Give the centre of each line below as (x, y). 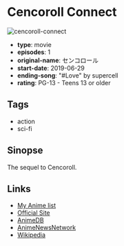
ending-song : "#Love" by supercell (68, 75)
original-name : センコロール (58, 60)
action (26, 121)
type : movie (34, 44)
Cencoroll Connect (62, 12)
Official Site (33, 213)
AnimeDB (30, 220)
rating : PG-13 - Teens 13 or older (64, 82)
